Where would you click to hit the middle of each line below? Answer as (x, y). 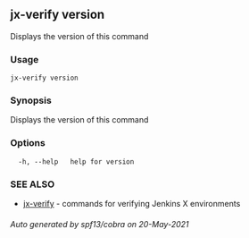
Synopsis (31, 100)
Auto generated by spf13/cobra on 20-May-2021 (100, 224)
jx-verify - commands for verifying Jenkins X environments (132, 204)
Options (28, 143)
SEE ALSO (33, 184)
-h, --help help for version (76, 161)
